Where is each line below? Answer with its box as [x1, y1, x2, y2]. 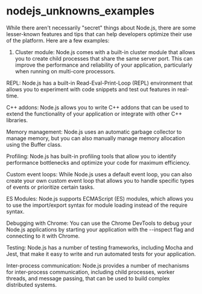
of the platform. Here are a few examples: [6, 37, 110, 44]
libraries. [6, 116, 28, 124]
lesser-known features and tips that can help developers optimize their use [6, 30, 193, 37]
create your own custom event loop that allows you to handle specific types [6, 177, 194, 184]
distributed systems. [6, 281, 57, 288]
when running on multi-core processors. [14, 67, 116, 75]
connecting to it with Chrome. [6, 232, 80, 239]
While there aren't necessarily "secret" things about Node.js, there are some [6, 24, 196, 31]
